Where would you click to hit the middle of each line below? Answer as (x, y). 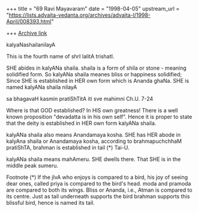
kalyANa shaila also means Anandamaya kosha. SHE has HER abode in (94, 135)
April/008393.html (29, 21)
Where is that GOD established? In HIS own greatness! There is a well (92, 110)
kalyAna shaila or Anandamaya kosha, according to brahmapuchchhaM (94, 141)
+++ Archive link (27, 33)
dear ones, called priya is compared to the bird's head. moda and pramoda (99, 183)
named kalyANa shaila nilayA (42, 87)
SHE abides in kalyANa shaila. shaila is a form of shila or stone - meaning (97, 68)
